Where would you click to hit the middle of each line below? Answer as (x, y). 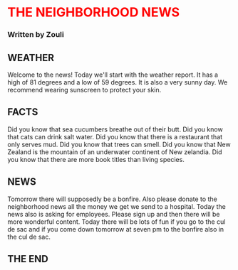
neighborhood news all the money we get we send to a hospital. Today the (117, 206)
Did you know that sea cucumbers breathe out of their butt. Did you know (115, 129)
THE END (28, 259)
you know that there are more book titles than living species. (96, 159)
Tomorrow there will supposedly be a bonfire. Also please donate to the (112, 199)
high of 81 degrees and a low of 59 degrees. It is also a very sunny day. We (118, 82)
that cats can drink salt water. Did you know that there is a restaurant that (115, 136)
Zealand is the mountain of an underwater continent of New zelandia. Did (115, 152)
